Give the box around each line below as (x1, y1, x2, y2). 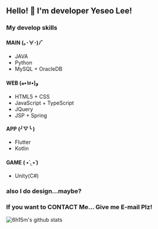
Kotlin (14, 144, 29, 151)
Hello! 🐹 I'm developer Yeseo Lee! (6, 6, 133, 16)
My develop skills (6, 24, 57, 32)
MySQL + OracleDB (14, 65, 63, 72)
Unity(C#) (14, 172, 39, 179)
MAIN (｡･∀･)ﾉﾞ (6, 39, 44, 46)
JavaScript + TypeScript (14, 99, 74, 107)
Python (14, 59, 33, 66)
